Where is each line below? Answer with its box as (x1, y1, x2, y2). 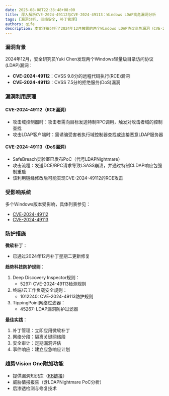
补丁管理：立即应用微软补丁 (12, 327, 70, 334)
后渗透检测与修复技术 (12, 385, 57, 391)
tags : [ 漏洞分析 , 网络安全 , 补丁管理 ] (5, 17, 77, 22)
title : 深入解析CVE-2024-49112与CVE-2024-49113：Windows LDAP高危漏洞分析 (5, 12, 156, 17)
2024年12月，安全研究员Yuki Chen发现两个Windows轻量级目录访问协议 (5, 56, 154, 62)
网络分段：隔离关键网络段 (12, 334, 66, 340)
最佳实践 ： (5, 317, 28, 323)
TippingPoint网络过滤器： (12, 300, 66, 306)
